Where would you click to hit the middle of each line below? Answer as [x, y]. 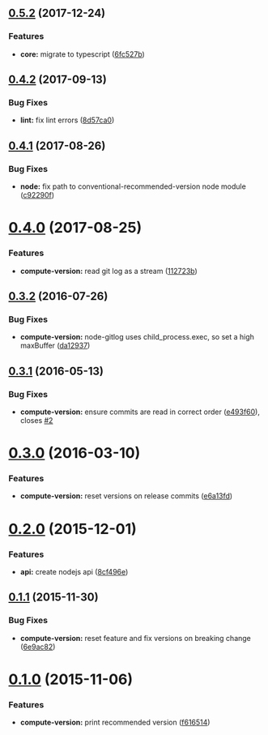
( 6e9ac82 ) [38, 647]
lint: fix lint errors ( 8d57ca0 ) [67, 120]
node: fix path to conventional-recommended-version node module [133, 186]
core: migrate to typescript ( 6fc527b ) [83, 54]
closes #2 [36, 420]
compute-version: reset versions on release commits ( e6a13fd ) [126, 496]
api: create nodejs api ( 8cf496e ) [74, 571]
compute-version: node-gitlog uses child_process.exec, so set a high [137, 337]
